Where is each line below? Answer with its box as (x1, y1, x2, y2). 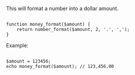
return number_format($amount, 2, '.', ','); (16, 26, 130, 32)
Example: (6, 42, 29, 49)
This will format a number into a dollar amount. (6, 5, 119, 12)
